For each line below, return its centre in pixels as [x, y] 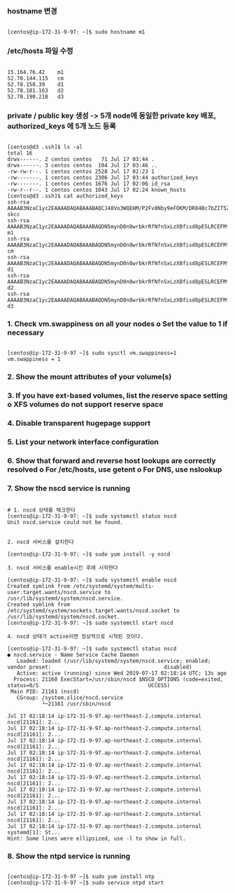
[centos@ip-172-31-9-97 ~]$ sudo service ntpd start [86, 883]
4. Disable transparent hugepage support [79, 423]
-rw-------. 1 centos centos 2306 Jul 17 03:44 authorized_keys [103, 177]
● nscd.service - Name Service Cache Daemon [73, 655]
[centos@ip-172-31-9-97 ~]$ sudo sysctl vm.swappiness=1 [92, 353]
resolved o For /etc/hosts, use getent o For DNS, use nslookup [115, 469]
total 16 [20, 153]
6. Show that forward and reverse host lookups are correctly [112, 460]
